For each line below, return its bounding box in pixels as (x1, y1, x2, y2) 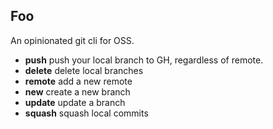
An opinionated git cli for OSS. (10, 34, 135, 46)
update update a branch (24, 96, 126, 108)
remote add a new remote (24, 75, 133, 87)
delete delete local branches (24, 64, 144, 76)
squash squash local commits (24, 107, 149, 119)
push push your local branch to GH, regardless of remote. (24, 54, 264, 66)
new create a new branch (24, 85, 131, 98)
